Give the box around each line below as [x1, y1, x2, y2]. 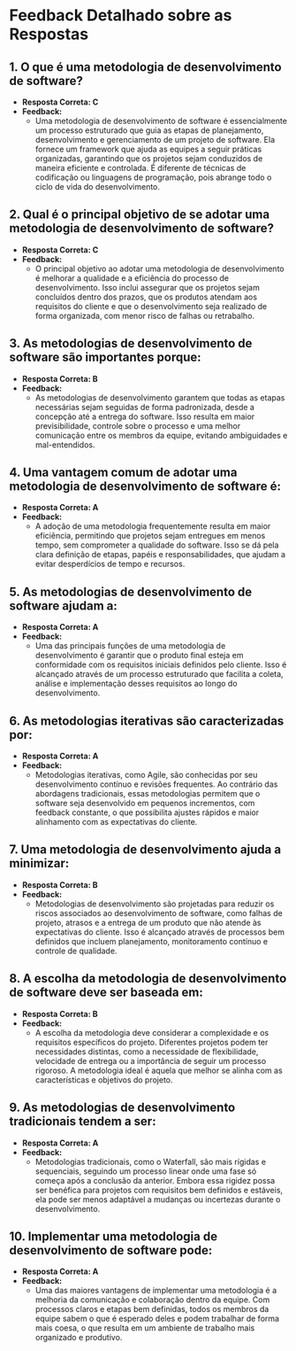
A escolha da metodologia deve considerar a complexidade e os [34, 1027, 269, 1037]
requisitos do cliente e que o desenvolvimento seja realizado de [34, 300, 268, 311]
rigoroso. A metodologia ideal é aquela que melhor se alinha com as [34, 1065, 283, 1075]
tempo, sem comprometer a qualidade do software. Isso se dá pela [34, 540, 279, 550]
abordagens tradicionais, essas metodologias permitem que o [34, 788, 261, 799]
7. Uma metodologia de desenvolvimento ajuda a [9, 842, 281, 858]
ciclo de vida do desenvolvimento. [34, 182, 161, 191]
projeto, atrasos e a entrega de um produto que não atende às [34, 917, 262, 928]
